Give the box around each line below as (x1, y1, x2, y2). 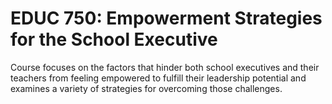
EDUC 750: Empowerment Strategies (10, 7, 323, 30)
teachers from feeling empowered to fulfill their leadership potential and (10, 72, 307, 84)
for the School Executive (10, 28, 218, 51)
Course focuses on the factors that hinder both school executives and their (10, 61, 320, 73)
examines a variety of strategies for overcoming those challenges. (10, 82, 283, 94)
